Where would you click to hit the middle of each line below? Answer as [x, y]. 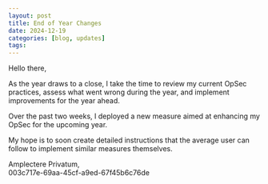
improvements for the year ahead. [64, 101]
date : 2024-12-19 [37, 30]
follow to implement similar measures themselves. [91, 149]
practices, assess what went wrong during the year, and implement [119, 92]
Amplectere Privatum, [44, 164]
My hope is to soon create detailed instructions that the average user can [129, 140]
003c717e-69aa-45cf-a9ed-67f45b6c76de [79, 173]
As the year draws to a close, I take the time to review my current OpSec [128, 84]
